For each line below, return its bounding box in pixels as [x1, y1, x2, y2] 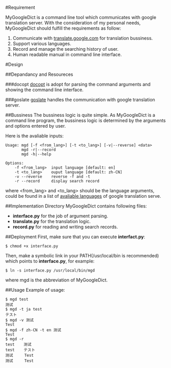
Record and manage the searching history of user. [12, 46, 119, 52]
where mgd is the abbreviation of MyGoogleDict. [5, 277, 108, 283]
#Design [5, 62, 23, 67]
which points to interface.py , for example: [5, 258, 95, 264]
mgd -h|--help [21, 152, 52, 157]
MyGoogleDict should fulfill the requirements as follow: [5, 25, 121, 31]
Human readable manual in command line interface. [12, 51, 122, 57]
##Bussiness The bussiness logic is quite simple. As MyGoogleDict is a [5, 112, 155, 118]
